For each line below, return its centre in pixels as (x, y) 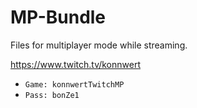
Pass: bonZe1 (52, 95)
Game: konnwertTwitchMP (74, 84)
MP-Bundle (58, 17)
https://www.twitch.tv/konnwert (75, 64)
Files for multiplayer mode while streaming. (99, 45)
